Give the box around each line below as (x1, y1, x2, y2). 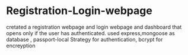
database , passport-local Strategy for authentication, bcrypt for (6, 36, 163, 43)
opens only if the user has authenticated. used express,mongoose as (6, 29, 175, 36)
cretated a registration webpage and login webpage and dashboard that (6, 23, 182, 30)
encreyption (6, 42, 36, 49)
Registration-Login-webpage (6, 4, 152, 18)
